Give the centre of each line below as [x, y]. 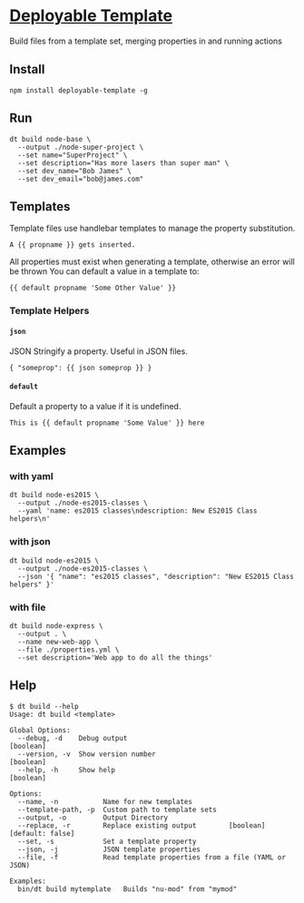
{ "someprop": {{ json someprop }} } [81, 368]
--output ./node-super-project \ [81, 147]
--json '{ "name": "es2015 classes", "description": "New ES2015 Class [156, 576]
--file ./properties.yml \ [69, 650]
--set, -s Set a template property [107, 841]
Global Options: [40, 730]
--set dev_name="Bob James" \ [74, 171]
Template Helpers [49, 311]
